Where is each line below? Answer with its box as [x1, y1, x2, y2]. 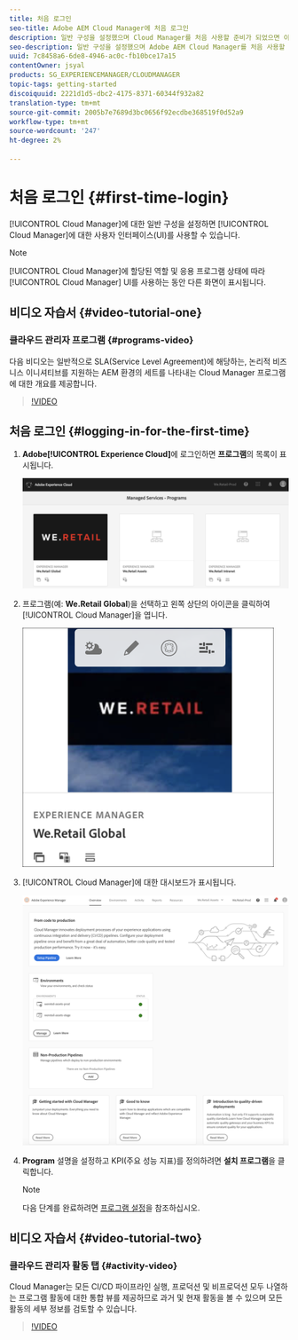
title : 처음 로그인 [9, 14, 72, 23]
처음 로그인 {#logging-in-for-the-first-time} [9, 423, 250, 438]
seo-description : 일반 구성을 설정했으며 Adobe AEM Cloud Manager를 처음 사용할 [9, 43, 286, 51]
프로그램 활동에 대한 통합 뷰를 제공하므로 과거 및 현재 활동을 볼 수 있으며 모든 [18, 1292, 284, 1304]
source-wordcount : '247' [9, 127, 101, 136]
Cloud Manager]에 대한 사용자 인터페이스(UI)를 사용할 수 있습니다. [9, 229, 241, 240]
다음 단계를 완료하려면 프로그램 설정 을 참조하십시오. [21, 1202, 200, 1213]
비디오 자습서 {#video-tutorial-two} [9, 1231, 202, 1246]
